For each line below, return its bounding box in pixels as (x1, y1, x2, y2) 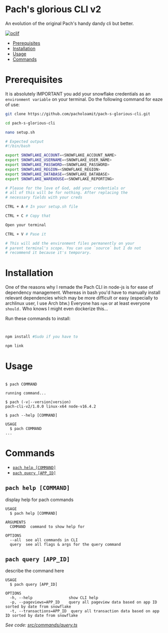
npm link (5, 344, 24, 349)
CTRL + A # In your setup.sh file (5, 204, 78, 209)
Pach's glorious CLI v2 (5, 4, 101, 15)
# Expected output (5, 139, 44, 144)
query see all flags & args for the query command (10, 542, 121, 547)
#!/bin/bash (5, 144, 30, 149)
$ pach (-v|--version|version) (5, 399, 71, 405)
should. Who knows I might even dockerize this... (5, 306, 108, 312)
